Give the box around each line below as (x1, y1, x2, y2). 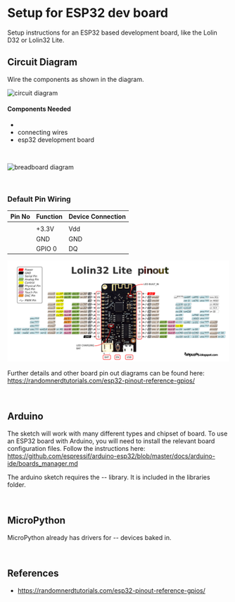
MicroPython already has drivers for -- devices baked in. (7, 533, 172, 541)
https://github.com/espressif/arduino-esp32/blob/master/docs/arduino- (7, 452, 216, 460)
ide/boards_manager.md (7, 459, 79, 467)
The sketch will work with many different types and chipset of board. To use (7, 429, 228, 438)
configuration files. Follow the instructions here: (7, 444, 146, 452)
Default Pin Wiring (7, 194, 72, 204)
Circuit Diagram (7, 56, 77, 68)
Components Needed (7, 104, 72, 114)
